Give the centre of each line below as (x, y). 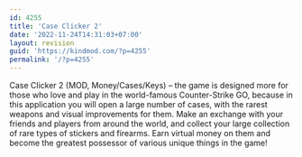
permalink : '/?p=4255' (52, 60)
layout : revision (42, 43)
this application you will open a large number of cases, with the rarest (138, 104)
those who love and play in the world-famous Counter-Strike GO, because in (151, 95)
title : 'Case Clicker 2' (56, 26)
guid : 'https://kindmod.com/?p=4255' (80, 51)
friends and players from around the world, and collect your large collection (150, 124)
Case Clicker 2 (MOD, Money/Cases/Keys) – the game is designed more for (149, 85)
